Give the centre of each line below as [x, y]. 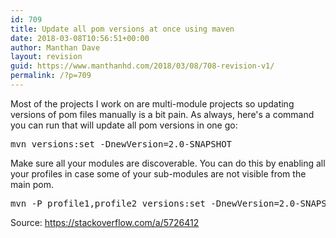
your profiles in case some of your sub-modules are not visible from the [158, 173]
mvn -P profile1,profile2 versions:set [108, 203]
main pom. [32, 184]
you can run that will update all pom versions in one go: [124, 125]
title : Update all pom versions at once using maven [122, 29]
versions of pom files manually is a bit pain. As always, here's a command [162, 114]
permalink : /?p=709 [51, 76]
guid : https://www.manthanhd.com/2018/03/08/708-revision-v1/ [142, 66]
